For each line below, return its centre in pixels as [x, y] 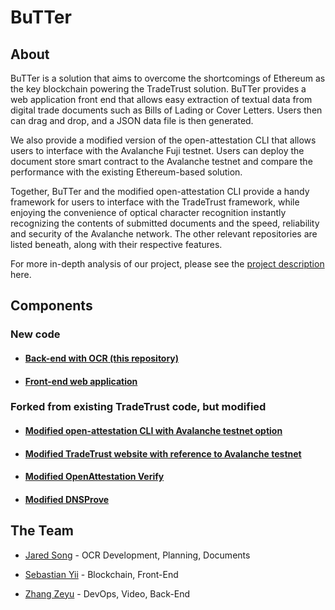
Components [51, 306]
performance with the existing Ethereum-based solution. [126, 172]
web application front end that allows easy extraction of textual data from [161, 99]
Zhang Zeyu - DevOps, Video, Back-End [107, 593]
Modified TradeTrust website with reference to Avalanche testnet [163, 453]
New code [35, 334]
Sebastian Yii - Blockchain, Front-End [101, 574]
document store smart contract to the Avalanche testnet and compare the [161, 161]
